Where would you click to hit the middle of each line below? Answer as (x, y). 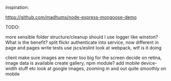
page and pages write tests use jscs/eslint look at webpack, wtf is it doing (83, 48)
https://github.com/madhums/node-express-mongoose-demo (71, 17)
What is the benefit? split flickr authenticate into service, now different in (82, 42)
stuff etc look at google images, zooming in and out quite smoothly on (92, 69)
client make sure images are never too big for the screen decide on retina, (83, 58)
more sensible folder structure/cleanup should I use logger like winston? (82, 37)
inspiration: (17, 7)
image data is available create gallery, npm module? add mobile (72, 63)
